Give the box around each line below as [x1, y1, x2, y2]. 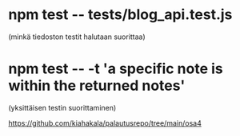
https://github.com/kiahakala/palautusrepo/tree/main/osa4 [8, 118, 202, 128]
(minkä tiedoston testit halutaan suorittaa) [8, 32, 146, 41]
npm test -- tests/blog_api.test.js [8, 6, 233, 24]
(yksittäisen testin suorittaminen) [8, 103, 117, 112]
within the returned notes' [8, 77, 186, 95]
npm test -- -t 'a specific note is [8, 60, 223, 78]
